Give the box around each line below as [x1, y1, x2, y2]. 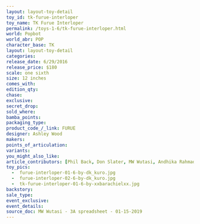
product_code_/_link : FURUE [6, 125, 76, 131]
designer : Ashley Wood [6, 131, 62, 137]
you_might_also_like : [6, 153, 60, 159]
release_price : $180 [6, 64, 58, 70]
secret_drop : [6, 103, 39, 109]
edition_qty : [6, 87, 39, 93]
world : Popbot [6, 31, 42, 37]
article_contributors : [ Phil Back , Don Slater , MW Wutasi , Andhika [6, 159, 177, 165]
